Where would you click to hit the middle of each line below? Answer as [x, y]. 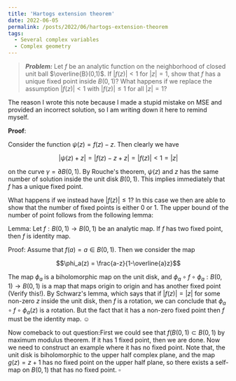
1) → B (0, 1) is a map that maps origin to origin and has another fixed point [114, 286]
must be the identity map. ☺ [49, 319]
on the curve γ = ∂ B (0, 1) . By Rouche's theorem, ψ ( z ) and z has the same [113, 172]
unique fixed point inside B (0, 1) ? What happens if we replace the [119, 81]
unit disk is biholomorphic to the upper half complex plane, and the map [112, 355]
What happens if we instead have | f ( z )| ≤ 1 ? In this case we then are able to [117, 200]
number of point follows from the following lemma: [81, 215]
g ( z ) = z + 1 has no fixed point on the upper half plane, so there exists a [111, 363]
